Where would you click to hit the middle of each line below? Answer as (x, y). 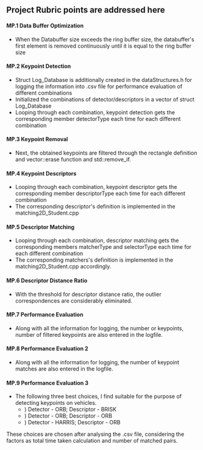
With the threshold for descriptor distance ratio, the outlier (88, 294)
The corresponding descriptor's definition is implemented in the (95, 207)
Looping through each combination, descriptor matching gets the (97, 240)
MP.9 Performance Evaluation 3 (48, 383)
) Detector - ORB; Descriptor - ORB (68, 416)
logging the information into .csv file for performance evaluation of (99, 86)
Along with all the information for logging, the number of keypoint (97, 363)
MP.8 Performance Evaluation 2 (47, 349)
